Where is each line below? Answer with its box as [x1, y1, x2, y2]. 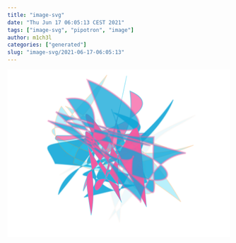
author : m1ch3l [7, 34, 52, 41]
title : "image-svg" [7, 11, 65, 18]
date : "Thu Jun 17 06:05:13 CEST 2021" [7, 18, 125, 26]
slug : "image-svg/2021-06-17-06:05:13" [7, 49, 125, 56]
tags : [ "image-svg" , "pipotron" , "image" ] [7, 26, 134, 33]
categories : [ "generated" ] [7, 41, 87, 49]
